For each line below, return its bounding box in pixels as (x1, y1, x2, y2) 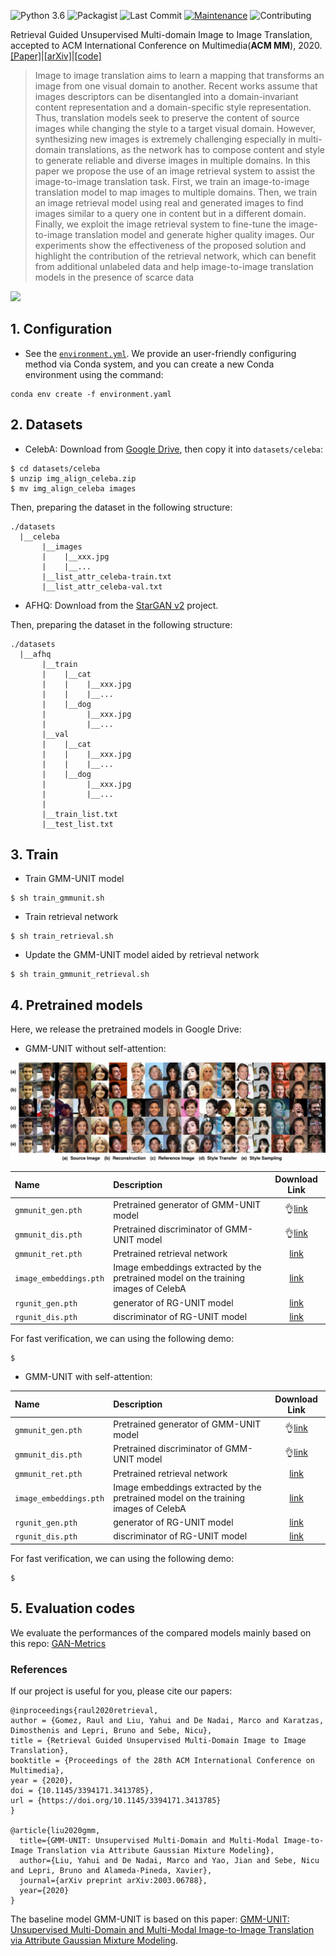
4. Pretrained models (10, 996, 143, 1014)
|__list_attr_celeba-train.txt (41, 571, 172, 582)
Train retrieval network (24, 911, 119, 923)
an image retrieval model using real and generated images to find (34, 197, 304, 209)
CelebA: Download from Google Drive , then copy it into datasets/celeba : (24, 443, 324, 455)
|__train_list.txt (41, 809, 118, 819)
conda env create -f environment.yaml (10, 389, 172, 399)
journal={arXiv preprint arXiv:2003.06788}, (19, 1875, 208, 1885)
